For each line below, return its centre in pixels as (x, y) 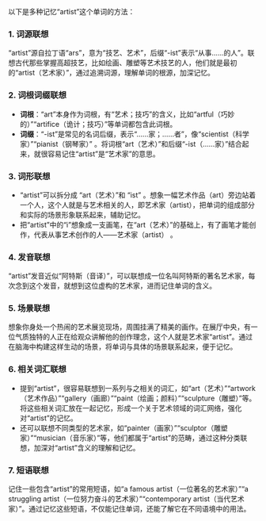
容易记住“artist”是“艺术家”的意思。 (103, 154)
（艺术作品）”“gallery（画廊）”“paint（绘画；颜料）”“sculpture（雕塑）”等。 (138, 398)
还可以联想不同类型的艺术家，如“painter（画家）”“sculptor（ (117, 427)
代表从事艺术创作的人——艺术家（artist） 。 (106, 234)
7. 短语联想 (28, 470)
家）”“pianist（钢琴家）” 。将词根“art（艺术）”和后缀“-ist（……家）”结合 (131, 144)
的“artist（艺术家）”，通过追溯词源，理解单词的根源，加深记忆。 (112, 73)
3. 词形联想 (29, 176)
